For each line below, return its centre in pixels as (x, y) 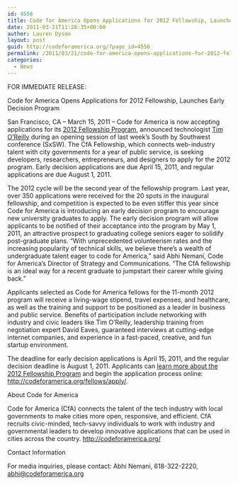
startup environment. (38, 345)
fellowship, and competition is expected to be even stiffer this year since (113, 203)
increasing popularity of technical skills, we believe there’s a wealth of (109, 248)
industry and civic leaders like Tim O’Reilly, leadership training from (106, 322)
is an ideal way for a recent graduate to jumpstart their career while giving (115, 270)
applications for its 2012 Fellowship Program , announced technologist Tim (115, 129)
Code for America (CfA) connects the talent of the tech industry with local (115, 409)
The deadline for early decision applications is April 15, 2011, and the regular (118, 358)
